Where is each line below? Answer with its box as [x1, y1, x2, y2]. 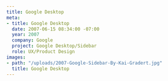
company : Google [12, 37, 53, 43]
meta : [6, 15, 20, 21]
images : [6, 54, 26, 60]
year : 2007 [12, 32, 40, 38]
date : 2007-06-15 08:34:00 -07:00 [12, 26, 100, 32]
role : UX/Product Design [12, 49, 75, 55]
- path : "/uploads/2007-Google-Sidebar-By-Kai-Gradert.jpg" [6, 60, 163, 66]
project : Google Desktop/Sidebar [12, 43, 97, 49]
